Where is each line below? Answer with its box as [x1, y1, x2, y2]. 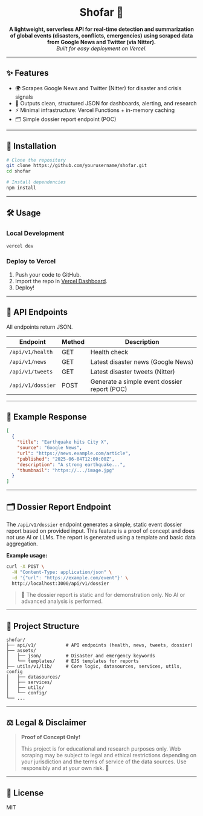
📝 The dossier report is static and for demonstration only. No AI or [21, 591, 185, 599]
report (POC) [90, 384, 127, 393]
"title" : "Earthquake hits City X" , [17, 439, 110, 446]
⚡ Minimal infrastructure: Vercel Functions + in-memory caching [14, 106, 175, 114]
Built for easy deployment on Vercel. [56, 45, 147, 52]
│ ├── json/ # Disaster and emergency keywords [6, 653, 155, 659]
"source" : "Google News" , [17, 445, 83, 451]
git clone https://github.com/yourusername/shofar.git [6, 163, 147, 169]
